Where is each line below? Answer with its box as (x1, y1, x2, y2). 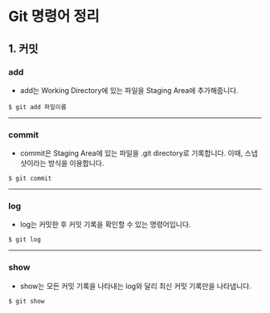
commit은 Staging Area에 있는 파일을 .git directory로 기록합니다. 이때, (19, 148, 243, 158)
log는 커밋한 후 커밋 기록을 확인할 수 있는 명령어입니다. (19, 220, 191, 230)
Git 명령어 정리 (8, 7, 100, 26)
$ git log (8, 236, 42, 244)
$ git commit (8, 174, 52, 183)
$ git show (8, 297, 45, 305)
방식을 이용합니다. (47, 158, 104, 169)
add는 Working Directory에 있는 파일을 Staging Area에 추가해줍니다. (19, 85, 239, 95)
